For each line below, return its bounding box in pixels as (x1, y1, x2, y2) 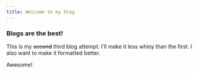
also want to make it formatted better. (6, 49, 101, 57)
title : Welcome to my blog (6, 9, 75, 15)
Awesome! (6, 61, 33, 68)
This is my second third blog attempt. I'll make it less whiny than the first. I (6, 43, 193, 50)
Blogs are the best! (6, 29, 63, 37)
